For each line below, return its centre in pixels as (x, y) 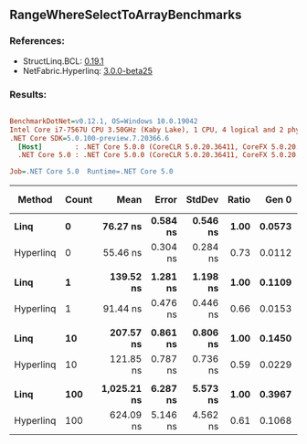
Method (35, 200)
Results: (28, 94)
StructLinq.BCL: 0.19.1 (63, 61)
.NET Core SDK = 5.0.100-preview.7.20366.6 (90, 138)
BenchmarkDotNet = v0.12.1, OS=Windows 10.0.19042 (104, 121)
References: (37, 41)
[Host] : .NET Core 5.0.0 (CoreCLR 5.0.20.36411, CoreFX (143, 147)
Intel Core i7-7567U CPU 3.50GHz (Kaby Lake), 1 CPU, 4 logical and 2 (147, 130)
